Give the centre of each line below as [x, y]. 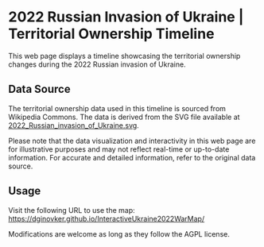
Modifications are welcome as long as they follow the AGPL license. [119, 233]
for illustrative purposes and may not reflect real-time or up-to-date [119, 149]
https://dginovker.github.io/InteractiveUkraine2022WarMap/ [107, 218]
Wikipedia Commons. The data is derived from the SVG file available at [124, 117]
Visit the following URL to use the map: [72, 210]
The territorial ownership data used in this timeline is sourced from [117, 108]
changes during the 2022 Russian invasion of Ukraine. [97, 64]
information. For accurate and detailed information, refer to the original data [132, 157]
